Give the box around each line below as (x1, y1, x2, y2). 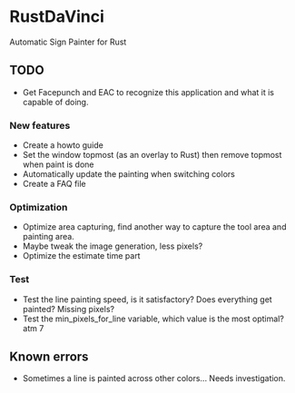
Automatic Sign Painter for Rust (9, 36, 127, 47)
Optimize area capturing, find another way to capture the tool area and (22, 221, 287, 232)
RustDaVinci (9, 6, 104, 27)
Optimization (9, 201, 68, 213)
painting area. (22, 231, 74, 242)
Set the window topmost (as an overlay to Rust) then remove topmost (22, 150, 282, 161)
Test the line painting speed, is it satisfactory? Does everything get (22, 293, 272, 305)
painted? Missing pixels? (22, 303, 115, 314)
